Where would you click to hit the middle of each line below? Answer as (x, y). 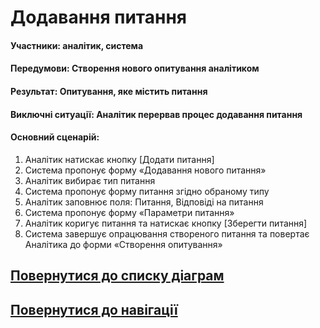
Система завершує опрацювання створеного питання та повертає (167, 233)
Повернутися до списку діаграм (117, 276)
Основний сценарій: (55, 137)
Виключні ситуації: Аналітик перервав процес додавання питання (156, 114)
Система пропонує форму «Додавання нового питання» (145, 170)
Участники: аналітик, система (77, 45)
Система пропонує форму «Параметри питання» (129, 212)
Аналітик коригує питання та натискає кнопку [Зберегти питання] (166, 223)
